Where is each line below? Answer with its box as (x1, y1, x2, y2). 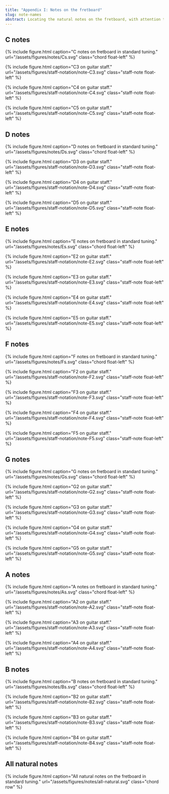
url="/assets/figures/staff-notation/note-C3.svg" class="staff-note (5, 69, 143, 76)
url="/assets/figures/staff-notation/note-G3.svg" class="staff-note (5, 509, 143, 515)
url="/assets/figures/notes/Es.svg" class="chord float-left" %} (5, 243, 135, 249)
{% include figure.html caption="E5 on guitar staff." (5, 314, 112, 320)
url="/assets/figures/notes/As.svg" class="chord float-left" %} (5, 589, 135, 595)
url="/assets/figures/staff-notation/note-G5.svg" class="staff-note (5, 550, 143, 557)
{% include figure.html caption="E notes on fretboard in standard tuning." (5, 238, 157, 244)
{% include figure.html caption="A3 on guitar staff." (5, 619, 112, 625)
